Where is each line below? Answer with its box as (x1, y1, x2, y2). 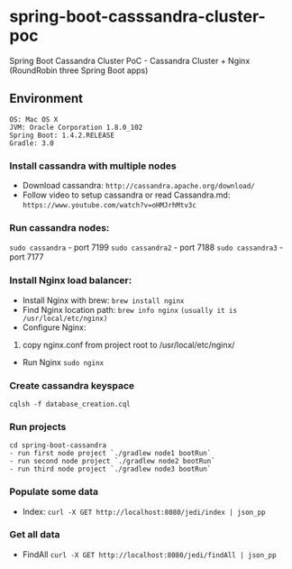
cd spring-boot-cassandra (9, 441, 106, 450)
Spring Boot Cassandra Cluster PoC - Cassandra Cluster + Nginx (9, 55, 251, 66)
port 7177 (9, 252, 44, 262)
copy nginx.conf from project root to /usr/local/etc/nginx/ (22, 339, 235, 350)
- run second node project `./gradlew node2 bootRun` (9, 457, 216, 466)
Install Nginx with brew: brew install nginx (22, 295, 185, 306)
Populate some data (9, 485, 99, 498)
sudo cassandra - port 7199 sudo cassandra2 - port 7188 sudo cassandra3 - (9, 242, 284, 253)
